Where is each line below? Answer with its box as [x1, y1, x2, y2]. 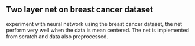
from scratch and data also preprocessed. [6, 32, 108, 40]
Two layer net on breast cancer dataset [6, 5, 154, 15]
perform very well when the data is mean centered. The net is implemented [6, 27, 190, 34]
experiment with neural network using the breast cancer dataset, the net [6, 20, 183, 27]
